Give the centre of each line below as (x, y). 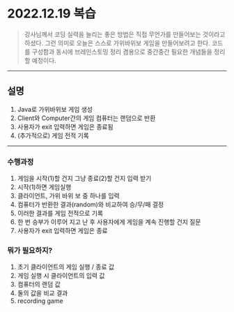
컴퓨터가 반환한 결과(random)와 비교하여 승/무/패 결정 (91, 205)
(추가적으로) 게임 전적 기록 (53, 135)
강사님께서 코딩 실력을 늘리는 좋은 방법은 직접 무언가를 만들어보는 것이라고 (125, 34)
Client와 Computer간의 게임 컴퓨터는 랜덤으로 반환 (86, 118)
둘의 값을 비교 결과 (42, 293)
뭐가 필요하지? (30, 250)
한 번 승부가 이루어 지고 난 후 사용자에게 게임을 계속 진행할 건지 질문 (109, 222)
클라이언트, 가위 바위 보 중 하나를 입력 (68, 196)
